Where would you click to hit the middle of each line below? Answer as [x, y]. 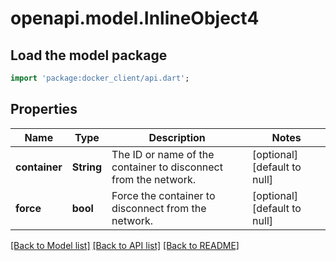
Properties [44, 109]
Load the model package [89, 55]
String [87, 167]
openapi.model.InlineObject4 [135, 18]
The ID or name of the [163, 154]
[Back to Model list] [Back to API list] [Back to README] [125, 245]
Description [177, 137]
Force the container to [163, 195]
